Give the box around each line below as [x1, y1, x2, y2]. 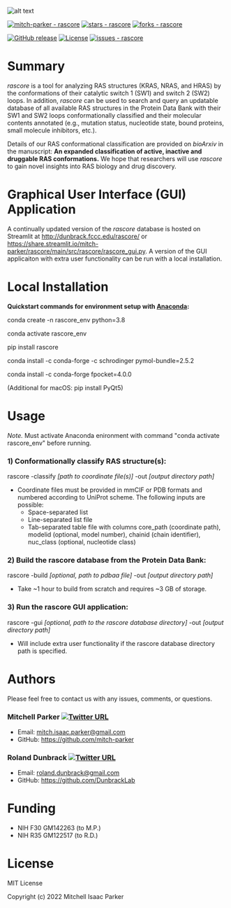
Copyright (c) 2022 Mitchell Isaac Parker [7, 893, 124, 901]
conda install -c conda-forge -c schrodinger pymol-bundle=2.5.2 [7, 356, 194, 364]
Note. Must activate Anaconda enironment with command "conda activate [7, 431, 220, 439]
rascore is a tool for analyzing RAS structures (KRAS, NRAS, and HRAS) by [7, 81, 221, 90]
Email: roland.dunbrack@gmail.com [17, 769, 120, 777]
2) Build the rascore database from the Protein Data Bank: [7, 555, 207, 565]
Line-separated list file [27, 516, 93, 524]
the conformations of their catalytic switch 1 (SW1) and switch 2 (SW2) [7, 88, 211, 97]
